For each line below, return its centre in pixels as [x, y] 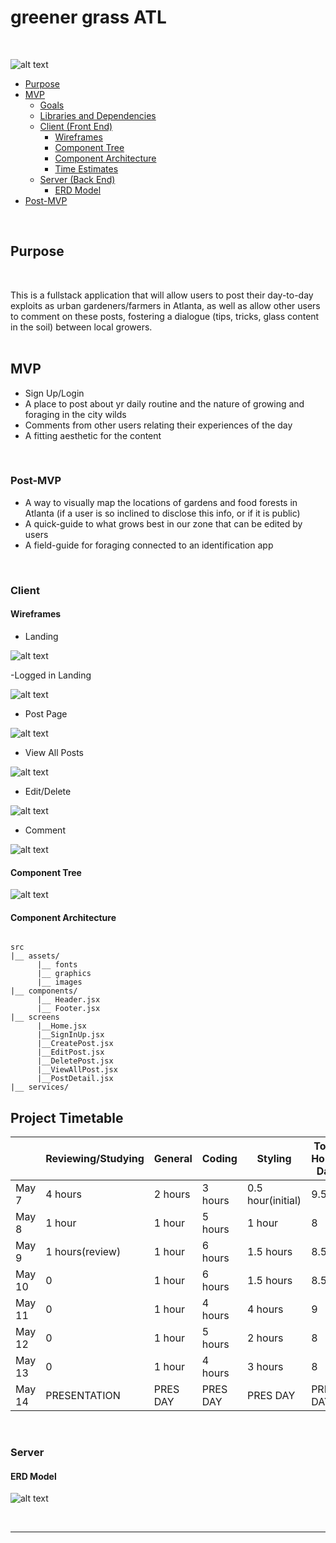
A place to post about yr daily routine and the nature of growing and [164, 403]
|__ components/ [44, 991]
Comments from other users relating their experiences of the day [158, 425]
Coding [219, 1159]
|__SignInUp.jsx [70, 1035]
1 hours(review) [83, 1252]
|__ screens [35, 1017]
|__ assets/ [35, 956]
